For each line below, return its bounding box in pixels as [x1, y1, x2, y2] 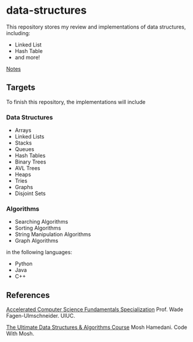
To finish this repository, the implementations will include [6, 98, 146, 105]
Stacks [14, 139, 32, 146]
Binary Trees [14, 158, 46, 165]
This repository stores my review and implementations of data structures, [6, 23, 186, 30]
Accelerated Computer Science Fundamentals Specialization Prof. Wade [6, 306, 183, 313]
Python [14, 260, 33, 268]
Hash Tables [14, 152, 46, 159]
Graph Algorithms [14, 237, 58, 244]
